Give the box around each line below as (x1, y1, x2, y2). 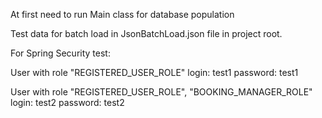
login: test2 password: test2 (10, 97, 125, 108)
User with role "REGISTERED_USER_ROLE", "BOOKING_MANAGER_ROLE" (10, 86, 313, 98)
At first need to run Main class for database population (10, 9, 235, 20)
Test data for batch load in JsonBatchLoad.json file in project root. (10, 28, 283, 39)
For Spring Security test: (10, 47, 111, 59)
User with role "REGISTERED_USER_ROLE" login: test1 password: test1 (10, 67, 299, 78)
